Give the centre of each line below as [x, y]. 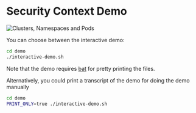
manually [18, 87]
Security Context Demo [67, 11]
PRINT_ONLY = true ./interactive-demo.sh [57, 104]
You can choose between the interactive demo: [65, 40]
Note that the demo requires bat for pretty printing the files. [81, 68]
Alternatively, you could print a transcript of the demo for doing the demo [98, 80]
